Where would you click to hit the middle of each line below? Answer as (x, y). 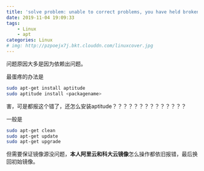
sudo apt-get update (32, 136)
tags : (13, 23)
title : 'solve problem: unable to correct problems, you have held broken (103, 12)
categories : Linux (29, 40)
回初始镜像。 (22, 162)
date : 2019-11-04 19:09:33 (40, 18)
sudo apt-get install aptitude (46, 88)
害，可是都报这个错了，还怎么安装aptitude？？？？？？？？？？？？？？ (96, 106)
